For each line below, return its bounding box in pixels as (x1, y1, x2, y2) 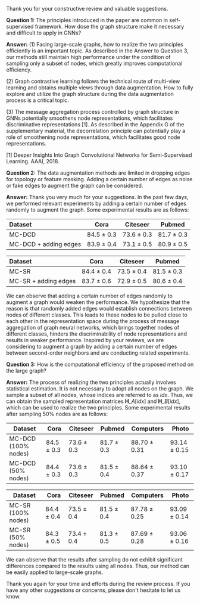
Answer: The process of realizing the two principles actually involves (6, 378, 177, 386)
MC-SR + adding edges (9, 277, 76, 285)
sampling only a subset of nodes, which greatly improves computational (6, 60, 183, 67)
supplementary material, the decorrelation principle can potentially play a (6, 128, 186, 134)
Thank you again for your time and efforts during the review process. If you (6, 581, 190, 587)
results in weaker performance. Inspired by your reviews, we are (6, 337, 164, 343)
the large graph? (6, 367, 46, 374)
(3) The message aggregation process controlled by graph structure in (6, 108, 180, 115)
